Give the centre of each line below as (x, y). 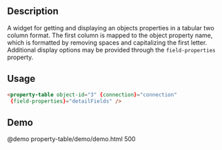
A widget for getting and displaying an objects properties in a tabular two (111, 28)
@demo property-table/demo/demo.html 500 (71, 139)
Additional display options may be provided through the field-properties (111, 50)
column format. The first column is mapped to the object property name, (110, 35)
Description (33, 11)
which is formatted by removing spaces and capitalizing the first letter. (107, 42)
